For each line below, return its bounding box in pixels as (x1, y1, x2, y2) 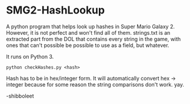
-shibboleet (6, 92, 34, 99)
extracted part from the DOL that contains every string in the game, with (6, 35, 181, 42)
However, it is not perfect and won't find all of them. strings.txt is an (6, 29, 171, 36)
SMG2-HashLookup (6, 4, 105, 17)
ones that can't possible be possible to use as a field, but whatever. (6, 42, 169, 49)
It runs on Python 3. (6, 53, 54, 60)
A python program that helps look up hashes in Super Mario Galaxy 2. (6, 23, 175, 30)
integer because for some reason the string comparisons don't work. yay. (6, 80, 184, 88)
